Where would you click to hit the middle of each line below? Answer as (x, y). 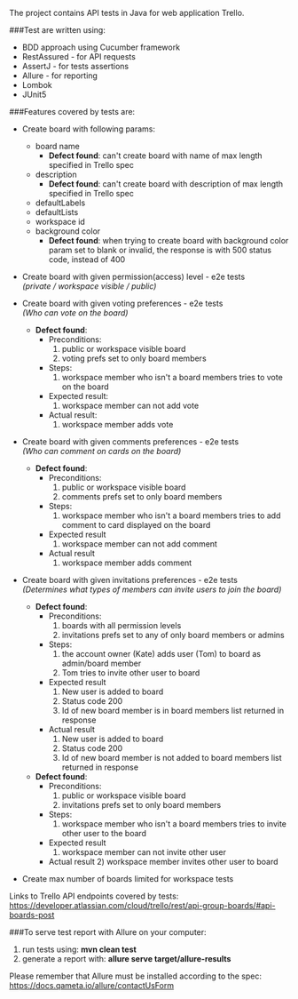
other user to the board (104, 833)
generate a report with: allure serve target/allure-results (126, 959)
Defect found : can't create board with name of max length (156, 156)
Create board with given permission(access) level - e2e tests (133, 276)
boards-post (32, 915)
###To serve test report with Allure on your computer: (108, 932)
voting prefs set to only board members (134, 358)
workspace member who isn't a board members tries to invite (174, 824)
